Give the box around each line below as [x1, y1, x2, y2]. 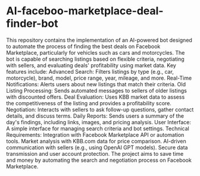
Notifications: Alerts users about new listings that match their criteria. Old [6, 80, 186, 87]
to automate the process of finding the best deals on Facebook [6, 43, 161, 50]
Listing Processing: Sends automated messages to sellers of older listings [6, 87, 187, 94]
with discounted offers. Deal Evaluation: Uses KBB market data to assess [6, 93, 185, 100]
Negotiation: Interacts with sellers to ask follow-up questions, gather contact [6, 106, 194, 113]
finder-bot [6, 17, 58, 30]
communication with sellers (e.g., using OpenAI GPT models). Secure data [6, 144, 188, 151]
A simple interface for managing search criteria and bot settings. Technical [6, 125, 189, 132]
